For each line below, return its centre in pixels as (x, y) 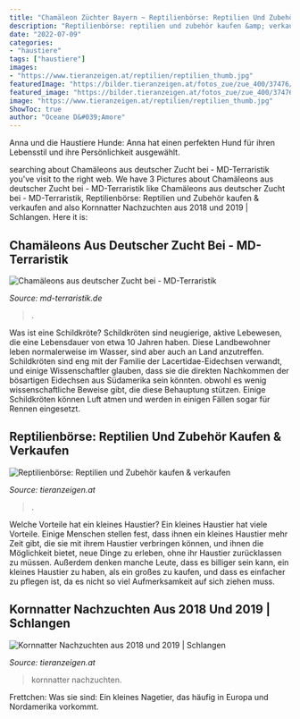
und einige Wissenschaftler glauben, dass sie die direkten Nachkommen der (150, 370)
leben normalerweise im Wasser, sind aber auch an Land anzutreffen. (137, 351)
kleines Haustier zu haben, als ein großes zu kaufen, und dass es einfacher (147, 571)
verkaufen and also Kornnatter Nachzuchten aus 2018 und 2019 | (129, 207)
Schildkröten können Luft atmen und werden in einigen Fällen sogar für (140, 399)
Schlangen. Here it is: (49, 217)
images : (24, 68)
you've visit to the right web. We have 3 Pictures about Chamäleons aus (142, 179)
